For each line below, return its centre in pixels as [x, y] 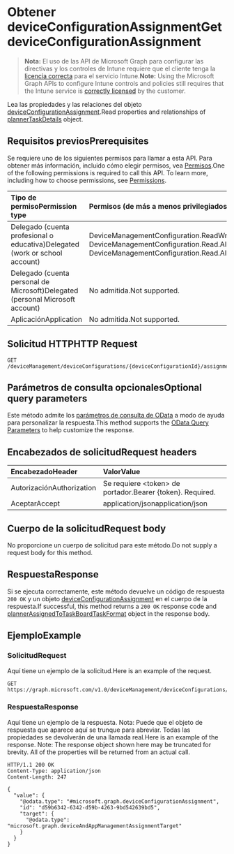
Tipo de [24, 198]
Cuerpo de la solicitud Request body [87, 528]
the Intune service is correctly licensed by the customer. [105, 91]
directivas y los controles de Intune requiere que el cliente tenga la [120, 68]
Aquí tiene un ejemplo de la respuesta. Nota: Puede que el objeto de [105, 722]
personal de [30, 281]
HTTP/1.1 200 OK [31, 765]
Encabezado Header [44, 472]
